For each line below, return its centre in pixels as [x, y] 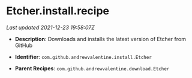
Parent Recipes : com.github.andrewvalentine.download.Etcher [92, 68]
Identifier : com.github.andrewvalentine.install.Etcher [83, 57]
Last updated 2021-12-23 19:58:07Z [50, 27]
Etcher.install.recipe [58, 11]
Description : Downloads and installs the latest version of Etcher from [100, 39]
